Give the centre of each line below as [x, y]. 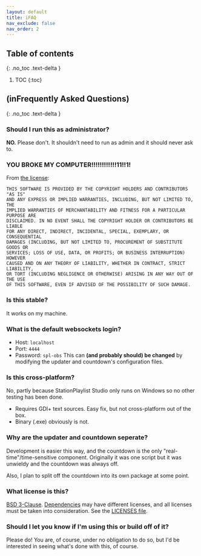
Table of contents [40, 53]
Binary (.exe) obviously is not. [52, 422]
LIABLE [15, 226]
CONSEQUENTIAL [24, 237]
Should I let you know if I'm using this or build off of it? [88, 526]
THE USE [16, 280]
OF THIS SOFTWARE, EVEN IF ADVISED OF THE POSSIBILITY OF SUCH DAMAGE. [98, 285]
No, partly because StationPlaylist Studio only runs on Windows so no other [100, 391]
